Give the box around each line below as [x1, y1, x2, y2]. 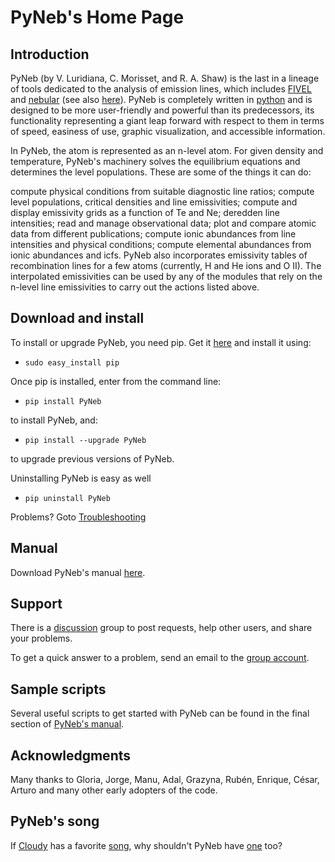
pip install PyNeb [24, 396, 102, 406]
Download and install [10, 310, 145, 327]
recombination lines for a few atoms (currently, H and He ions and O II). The [10, 260, 322, 271]
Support [10, 596, 63, 613]
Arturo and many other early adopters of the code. [10, 784, 218, 796]
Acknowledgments [10, 747, 132, 764]
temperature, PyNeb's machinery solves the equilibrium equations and [10, 156, 301, 167]
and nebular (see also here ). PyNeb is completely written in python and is [10, 94, 313, 105]
